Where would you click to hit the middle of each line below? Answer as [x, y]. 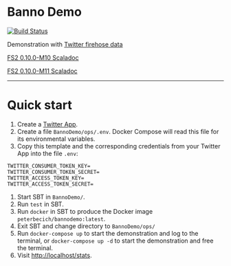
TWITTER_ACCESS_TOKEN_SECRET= [51, 184]
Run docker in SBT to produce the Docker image [85, 211]
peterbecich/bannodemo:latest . [61, 219]
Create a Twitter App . [47, 124]
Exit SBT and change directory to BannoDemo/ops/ [86, 226]
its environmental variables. [56, 139]
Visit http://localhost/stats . [54, 255]
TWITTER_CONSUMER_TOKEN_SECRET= [53, 172]
